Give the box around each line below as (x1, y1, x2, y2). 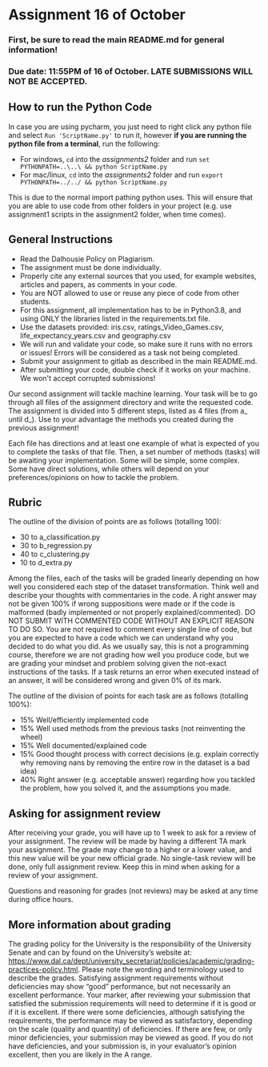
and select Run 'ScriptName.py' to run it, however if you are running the (8, 130, 247, 139)
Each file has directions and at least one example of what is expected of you (8, 439, 260, 448)
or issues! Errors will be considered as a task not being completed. (19, 347, 240, 358)
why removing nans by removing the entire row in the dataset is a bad (19, 758, 250, 767)
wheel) (19, 732, 43, 742)
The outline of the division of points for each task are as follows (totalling (8, 691, 249, 701)
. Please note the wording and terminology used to (77, 964, 244, 975)
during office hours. (8, 895, 74, 904)
